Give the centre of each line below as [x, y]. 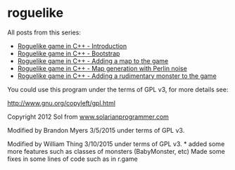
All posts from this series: [44, 32]
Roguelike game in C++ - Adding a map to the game [93, 60]
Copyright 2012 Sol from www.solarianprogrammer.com [88, 117]
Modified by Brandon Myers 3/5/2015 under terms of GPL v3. [96, 130]
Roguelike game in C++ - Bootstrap [69, 53]
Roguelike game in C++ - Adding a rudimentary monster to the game [117, 76]
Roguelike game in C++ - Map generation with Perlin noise [102, 68]
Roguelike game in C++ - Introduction [72, 46]
